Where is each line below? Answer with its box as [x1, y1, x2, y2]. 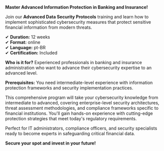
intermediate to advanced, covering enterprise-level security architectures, [5, 100, 160, 106]
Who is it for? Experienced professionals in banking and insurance [5, 60, 142, 65]
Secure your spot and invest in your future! [5, 140, 96, 146]
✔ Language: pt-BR [5, 45, 46, 50]
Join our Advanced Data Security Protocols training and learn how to [5, 14, 149, 19]
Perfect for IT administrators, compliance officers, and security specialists [5, 125, 158, 131]
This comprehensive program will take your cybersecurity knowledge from [5, 94, 159, 100]
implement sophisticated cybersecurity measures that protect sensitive [5, 19, 151, 25]
